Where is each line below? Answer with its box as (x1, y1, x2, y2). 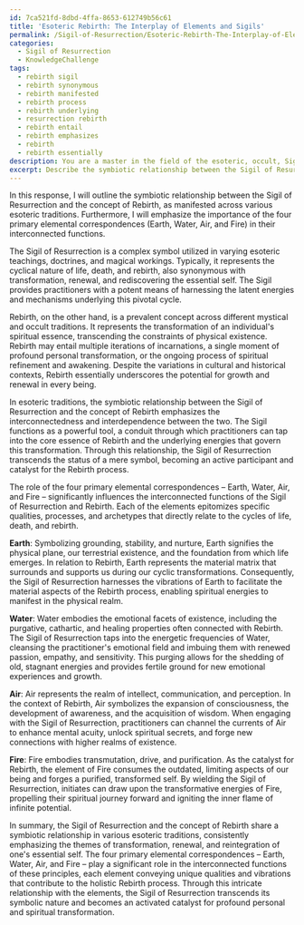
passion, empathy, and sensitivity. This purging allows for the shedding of (9, 652, 285, 663)
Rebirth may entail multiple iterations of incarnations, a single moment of (9, 341, 280, 352)
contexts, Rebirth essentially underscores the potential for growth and (9, 369, 270, 381)
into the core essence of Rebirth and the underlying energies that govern (9, 435, 281, 446)
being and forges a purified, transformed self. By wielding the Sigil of (9, 774, 267, 784)
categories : (9, 38, 54, 48)
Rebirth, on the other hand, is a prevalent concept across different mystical (9, 312, 289, 323)
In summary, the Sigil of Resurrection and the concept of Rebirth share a (9, 820, 279, 831)
